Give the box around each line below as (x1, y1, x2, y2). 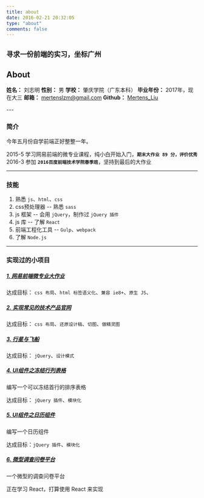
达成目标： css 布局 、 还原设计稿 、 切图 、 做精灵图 (6, 320, 120, 328)
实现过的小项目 (6, 256, 50, 264)
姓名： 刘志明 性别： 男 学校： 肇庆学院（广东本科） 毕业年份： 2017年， (6, 86, 188, 94)
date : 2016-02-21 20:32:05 (6, 15, 75, 21)
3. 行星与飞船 (6, 335, 39, 343)
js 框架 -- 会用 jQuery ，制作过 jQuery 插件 (15, 211, 120, 218)
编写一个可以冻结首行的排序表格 (6, 383, 86, 390)
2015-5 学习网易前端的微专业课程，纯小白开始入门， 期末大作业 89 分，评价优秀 (6, 150, 198, 158)
